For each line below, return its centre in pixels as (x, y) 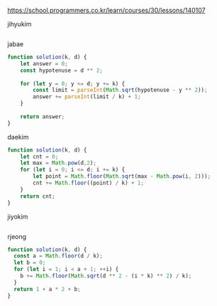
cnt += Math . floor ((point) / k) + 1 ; (88, 183)
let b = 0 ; (30, 263)
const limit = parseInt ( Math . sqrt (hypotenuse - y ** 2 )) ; (120, 90)
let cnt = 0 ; (39, 157)
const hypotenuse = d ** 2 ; (61, 70)
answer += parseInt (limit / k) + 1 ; (87, 97)
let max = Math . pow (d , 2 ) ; (59, 163)
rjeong (17, 236)
